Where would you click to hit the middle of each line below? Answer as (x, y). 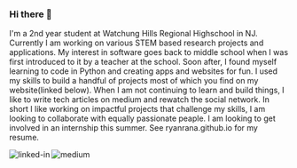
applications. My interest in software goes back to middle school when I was (149, 52)
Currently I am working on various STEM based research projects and (137, 43)
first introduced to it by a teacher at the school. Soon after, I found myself (143, 62)
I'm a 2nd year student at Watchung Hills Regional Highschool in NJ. (133, 34)
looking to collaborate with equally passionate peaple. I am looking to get (143, 118)
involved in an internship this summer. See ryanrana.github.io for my (134, 128)
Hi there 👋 (31, 14)
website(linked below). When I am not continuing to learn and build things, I (147, 90)
